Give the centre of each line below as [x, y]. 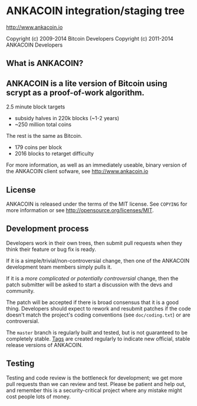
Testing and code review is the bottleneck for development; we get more [94, 378]
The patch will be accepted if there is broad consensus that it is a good [92, 302]
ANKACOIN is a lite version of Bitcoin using [87, 83]
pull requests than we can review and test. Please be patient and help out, [96, 384]
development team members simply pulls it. [59, 267]
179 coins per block [38, 147]
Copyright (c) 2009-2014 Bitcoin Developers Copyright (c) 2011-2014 [90, 38]
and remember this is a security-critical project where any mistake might [94, 390]
